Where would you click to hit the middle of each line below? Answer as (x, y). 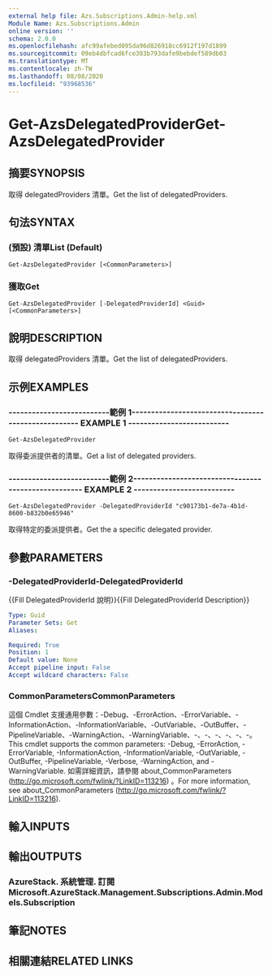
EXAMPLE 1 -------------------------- (155, 423)
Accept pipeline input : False (60, 668)
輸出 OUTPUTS (45, 857)
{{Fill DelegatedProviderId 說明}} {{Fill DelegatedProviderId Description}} (129, 600)
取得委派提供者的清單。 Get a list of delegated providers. (102, 455)
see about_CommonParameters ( (63, 790)
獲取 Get (24, 287)
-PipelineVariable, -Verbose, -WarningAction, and (127, 761)
